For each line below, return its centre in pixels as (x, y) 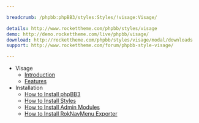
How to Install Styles (50, 101)
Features (36, 81)
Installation (29, 88)
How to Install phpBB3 (52, 94)
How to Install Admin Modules (62, 107)
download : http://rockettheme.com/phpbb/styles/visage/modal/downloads (99, 40)
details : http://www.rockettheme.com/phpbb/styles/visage (82, 28)
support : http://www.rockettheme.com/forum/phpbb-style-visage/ (90, 46)
